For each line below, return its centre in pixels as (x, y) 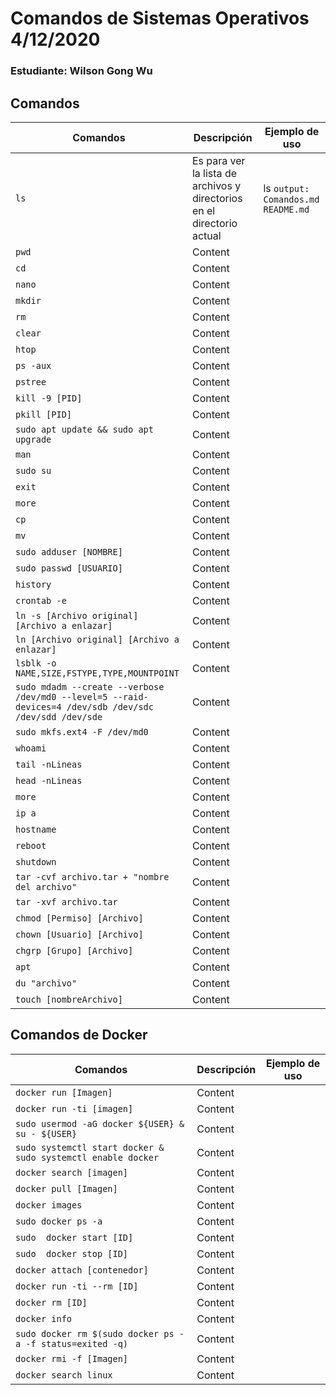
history (33, 584)
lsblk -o (36, 663)
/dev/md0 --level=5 (61, 696)
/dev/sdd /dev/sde (59, 716)
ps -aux (33, 365)
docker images (49, 1205)
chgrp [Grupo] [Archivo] (74, 950)
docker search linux (64, 1375)
